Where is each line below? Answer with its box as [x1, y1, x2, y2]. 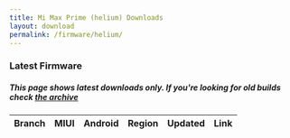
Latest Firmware [9, 60, 83, 72]
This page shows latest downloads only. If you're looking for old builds [9, 82, 282, 93]
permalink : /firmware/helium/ [9, 30, 124, 39]
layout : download [9, 22, 75, 31]
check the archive [9, 91, 79, 102]
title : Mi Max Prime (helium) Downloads [9, 13, 164, 23]
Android [83, 117, 119, 130]
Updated [166, 117, 206, 130]
